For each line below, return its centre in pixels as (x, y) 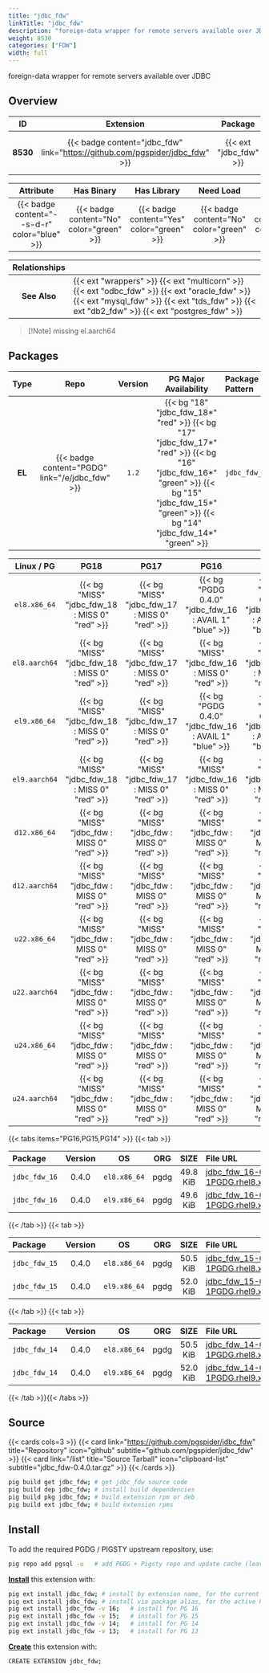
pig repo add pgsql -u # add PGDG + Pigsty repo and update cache (125, 1564)
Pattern (239, 389)
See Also (39, 296)
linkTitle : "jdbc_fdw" (46, 23)
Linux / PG (35, 565)
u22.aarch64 (35, 992)
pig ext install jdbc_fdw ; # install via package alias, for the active (132, 1602)
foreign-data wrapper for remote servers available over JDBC (109, 76)
